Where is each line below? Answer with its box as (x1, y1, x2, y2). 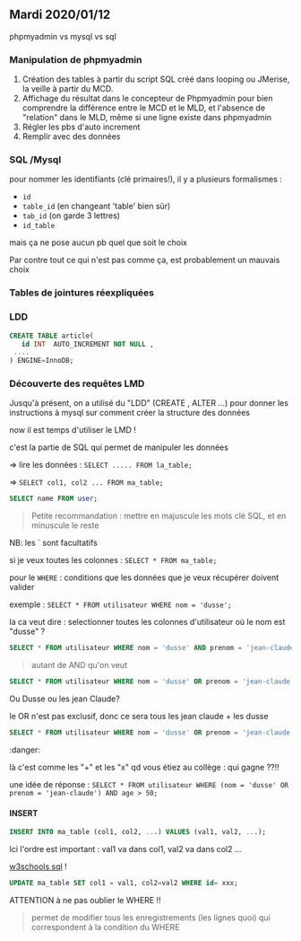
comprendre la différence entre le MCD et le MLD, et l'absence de (21, 102, 266, 113)
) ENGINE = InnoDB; (9, 356, 74, 365)
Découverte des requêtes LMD (9, 377, 145, 390)
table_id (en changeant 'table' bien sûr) (21, 201, 171, 212)
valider (9, 582, 35, 593)
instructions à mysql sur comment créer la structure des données (9, 408, 251, 418)
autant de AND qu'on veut (30, 660, 128, 671)
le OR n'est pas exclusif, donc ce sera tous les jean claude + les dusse (9, 711, 269, 722)
